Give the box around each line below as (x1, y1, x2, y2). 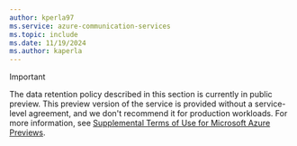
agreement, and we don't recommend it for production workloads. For (28, 108, 288, 119)
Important (9, 71, 46, 82)
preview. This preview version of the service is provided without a (9, 98, 254, 109)
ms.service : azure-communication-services (9, 22, 171, 31)
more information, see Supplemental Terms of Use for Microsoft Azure (9, 118, 271, 129)
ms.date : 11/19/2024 (9, 38, 87, 48)
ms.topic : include (9, 30, 78, 39)
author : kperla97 (9, 13, 75, 23)
